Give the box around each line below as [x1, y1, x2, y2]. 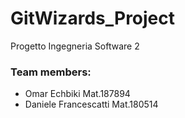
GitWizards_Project [10, 7, 176, 30]
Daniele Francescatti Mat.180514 [24, 98, 159, 111]
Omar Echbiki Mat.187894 [24, 88, 131, 100]
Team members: [10, 65, 92, 79]
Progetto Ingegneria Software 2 [10, 40, 140, 52]
